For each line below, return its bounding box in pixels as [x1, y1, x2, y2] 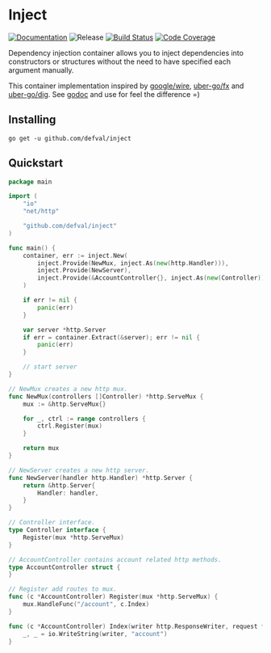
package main [8, 178, 52, 186]
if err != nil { [23, 297, 78, 305]
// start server [23, 363, 78, 371]
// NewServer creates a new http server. [8, 466, 150, 474]
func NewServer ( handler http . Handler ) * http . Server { [8, 474, 194, 482]
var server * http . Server [23, 326, 106, 334]
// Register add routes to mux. [8, 585, 117, 593]
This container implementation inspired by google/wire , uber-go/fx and [8, 81, 244, 91]
